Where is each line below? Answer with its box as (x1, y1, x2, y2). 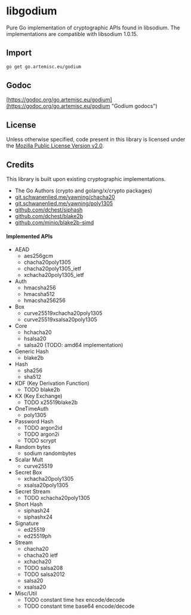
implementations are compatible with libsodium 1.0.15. (6, 30, 138, 37)
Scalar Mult (14, 456, 44, 463)
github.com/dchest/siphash (14, 206, 83, 213)
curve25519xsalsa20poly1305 (23, 316, 97, 323)
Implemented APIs (6, 233, 53, 240)
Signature (14, 520, 39, 527)
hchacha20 (23, 328, 52, 336)
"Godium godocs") (111, 103, 158, 110)
